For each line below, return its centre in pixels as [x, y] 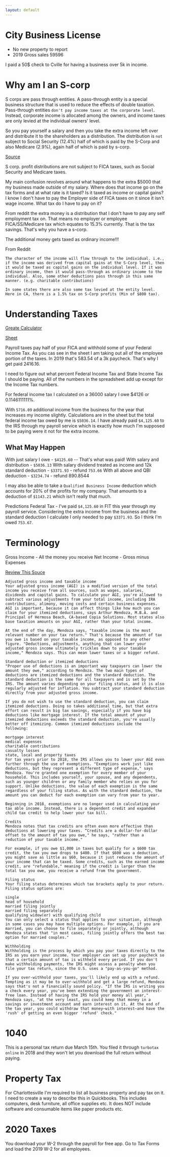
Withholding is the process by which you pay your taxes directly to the [85, 951]
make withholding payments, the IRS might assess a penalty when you [80, 964]
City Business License [53, 35]
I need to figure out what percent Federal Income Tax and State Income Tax [84, 374]
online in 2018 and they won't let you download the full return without [78, 1053]
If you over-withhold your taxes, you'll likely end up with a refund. [82, 978]
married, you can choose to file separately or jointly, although [77, 929]
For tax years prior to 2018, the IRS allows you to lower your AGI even [85, 760]
